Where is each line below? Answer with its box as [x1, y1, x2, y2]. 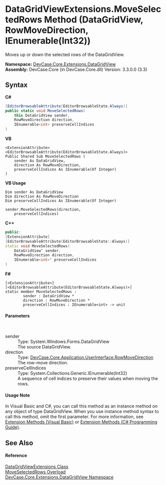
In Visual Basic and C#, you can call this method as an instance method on [5, 403, 158, 409]
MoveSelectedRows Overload [5, 469, 66, 475]
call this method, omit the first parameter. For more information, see [5, 414, 144, 420]
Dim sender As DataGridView [5, 190, 64, 195]
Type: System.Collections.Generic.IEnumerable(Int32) [17, 370, 128, 376]
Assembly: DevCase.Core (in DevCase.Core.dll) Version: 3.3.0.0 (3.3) [5, 66, 148, 72]
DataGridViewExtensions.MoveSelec [5, 3, 162, 15]
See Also [5, 438, 33, 447]
